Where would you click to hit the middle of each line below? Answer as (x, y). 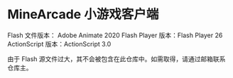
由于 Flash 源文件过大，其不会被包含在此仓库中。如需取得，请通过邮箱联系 (116, 59)
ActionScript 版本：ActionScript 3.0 (59, 44)
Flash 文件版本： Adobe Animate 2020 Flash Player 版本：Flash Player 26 (115, 35)
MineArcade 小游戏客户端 (83, 14)
